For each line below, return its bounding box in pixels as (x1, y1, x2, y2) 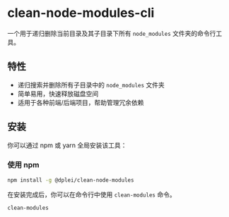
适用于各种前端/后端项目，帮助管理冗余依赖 (17, 98, 144, 106)
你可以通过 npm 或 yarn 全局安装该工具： (7, 141, 127, 149)
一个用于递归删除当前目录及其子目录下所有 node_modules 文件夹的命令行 (7, 29, 216, 37)
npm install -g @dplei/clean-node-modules (7, 176, 134, 184)
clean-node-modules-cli (7, 5, 155, 21)
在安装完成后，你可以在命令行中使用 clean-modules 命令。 (7, 190, 176, 199)
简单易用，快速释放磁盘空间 (17, 89, 99, 98)
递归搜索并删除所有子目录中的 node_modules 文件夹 (17, 80, 165, 89)
